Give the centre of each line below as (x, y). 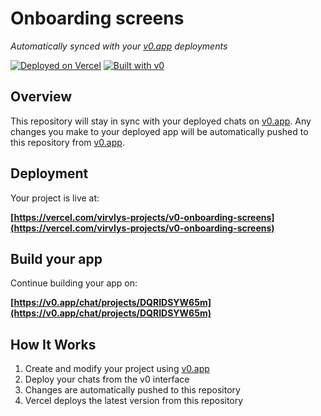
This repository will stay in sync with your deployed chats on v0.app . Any (161, 121)
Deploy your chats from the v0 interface (107, 379)
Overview (41, 97)
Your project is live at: (55, 198)
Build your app (56, 258)
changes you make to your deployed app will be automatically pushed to (159, 131)
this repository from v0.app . (67, 142)
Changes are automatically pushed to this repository (132, 390)
